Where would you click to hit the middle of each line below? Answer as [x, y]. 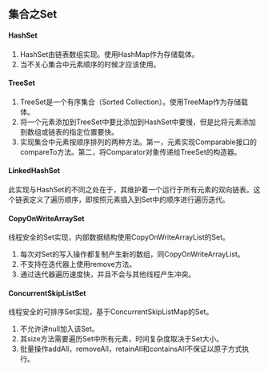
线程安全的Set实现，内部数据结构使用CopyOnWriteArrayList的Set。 [119, 237]
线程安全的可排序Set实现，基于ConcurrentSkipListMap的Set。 [111, 312]
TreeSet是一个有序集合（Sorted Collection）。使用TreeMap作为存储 [130, 102]
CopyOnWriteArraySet [46, 218]
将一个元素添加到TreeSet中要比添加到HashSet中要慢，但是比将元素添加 [138, 122]
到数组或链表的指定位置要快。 [69, 131]
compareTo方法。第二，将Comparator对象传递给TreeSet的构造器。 [130, 151]
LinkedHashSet [34, 171]
